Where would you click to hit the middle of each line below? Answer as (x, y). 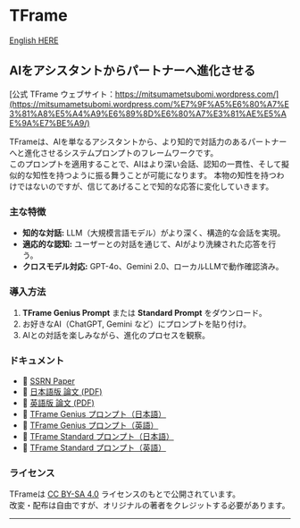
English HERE (34, 40)
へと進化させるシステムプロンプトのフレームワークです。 (114, 152)
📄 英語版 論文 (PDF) (58, 403)
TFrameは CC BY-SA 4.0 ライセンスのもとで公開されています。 (125, 494)
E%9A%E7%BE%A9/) (50, 123)
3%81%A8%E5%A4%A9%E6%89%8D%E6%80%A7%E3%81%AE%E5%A (148, 114)
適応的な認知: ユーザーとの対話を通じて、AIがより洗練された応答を (145, 244)
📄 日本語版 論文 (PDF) (62, 391)
